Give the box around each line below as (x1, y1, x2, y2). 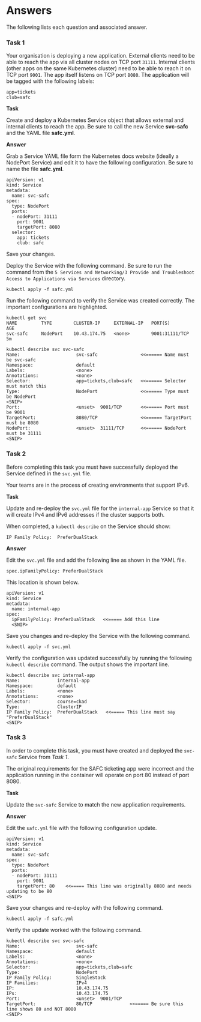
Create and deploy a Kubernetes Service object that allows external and (6, 116, 184, 124)
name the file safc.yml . (6, 166, 64, 173)
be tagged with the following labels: (6, 77, 95, 85)
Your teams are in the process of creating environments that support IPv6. (6, 481, 190, 488)
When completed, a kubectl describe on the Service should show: (6, 523, 171, 530)
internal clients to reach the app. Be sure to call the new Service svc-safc (6, 123, 188, 130)
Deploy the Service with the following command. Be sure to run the (6, 262, 172, 269)
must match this (6, 383, 47, 389)
